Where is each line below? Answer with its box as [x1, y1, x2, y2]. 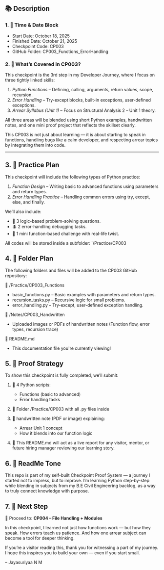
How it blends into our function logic [19, 430, 93, 436]
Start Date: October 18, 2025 [12, 33, 70, 39]
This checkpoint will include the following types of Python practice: [5, 174, 141, 180]
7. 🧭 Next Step [5, 502, 48, 511]
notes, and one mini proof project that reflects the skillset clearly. [5, 122, 136, 128]
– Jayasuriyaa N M [5, 559, 42, 566]
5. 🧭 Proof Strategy [5, 360, 64, 367]
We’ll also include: [5, 208, 41, 214]
